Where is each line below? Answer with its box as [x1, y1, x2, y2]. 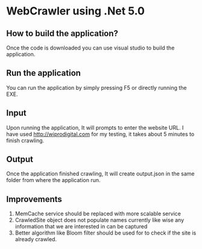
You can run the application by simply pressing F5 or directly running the [6, 84, 187, 91]
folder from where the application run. [6, 177, 101, 184]
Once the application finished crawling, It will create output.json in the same [6, 170, 195, 177]
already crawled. [14, 236, 57, 243]
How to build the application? [6, 28, 119, 39]
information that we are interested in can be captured [14, 223, 148, 230]
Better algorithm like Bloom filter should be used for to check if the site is [14, 229, 197, 236]
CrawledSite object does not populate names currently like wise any [14, 216, 185, 224]
